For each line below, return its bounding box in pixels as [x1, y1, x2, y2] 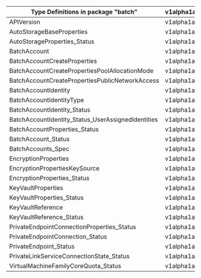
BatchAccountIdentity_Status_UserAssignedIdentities [9, 115, 159, 124]
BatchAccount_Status [9, 135, 70, 143]
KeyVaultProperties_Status [9, 193, 84, 202]
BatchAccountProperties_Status [9, 125, 99, 133]
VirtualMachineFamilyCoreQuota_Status [9, 262, 121, 270]
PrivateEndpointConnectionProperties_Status [9, 223, 136, 231]
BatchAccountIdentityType [9, 96, 84, 104]
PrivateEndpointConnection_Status [9, 232, 108, 241]
